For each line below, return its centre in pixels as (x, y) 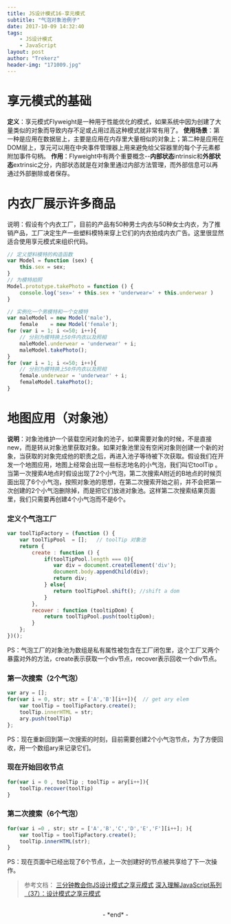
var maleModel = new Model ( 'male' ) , (59, 318)
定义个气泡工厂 (32, 519)
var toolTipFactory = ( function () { (61, 534)
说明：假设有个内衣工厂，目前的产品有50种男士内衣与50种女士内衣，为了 (111, 224)
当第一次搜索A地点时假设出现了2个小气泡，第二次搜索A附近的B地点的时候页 (114, 473)
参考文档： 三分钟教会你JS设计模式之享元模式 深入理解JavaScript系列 (123, 885)
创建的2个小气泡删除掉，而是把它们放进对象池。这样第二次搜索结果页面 (114, 490)
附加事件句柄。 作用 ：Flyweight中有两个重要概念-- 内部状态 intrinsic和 (105, 156)
